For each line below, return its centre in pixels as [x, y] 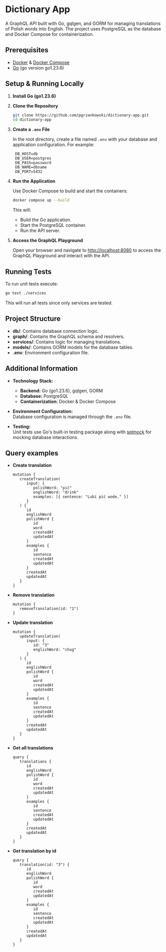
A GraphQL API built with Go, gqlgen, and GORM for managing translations [83, 23]
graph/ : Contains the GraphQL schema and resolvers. [69, 336]
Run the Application [34, 181]
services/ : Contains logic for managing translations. [67, 342]
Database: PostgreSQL [44, 396]
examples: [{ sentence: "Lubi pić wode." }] [81, 497]
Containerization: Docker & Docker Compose [68, 401]
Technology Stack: [33, 381]
